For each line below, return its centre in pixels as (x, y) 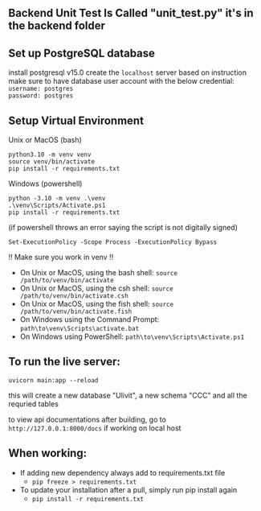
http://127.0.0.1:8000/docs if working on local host (95, 428)
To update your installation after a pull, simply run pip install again (128, 489)
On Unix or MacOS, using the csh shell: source (97, 288)
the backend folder (57, 26)
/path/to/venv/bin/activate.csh (74, 296)
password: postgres (41, 96)
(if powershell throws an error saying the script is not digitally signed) (123, 228)
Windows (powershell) (45, 183)
